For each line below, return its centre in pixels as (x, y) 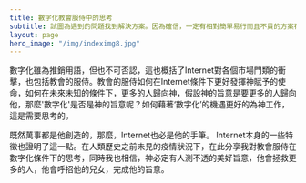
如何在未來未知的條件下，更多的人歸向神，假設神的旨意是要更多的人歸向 (161, 93)
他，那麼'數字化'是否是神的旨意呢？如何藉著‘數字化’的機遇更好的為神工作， (149, 105)
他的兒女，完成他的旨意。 (121, 169)
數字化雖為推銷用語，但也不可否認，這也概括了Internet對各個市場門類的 (144, 70)
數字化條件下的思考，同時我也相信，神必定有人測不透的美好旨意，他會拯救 (149, 158)
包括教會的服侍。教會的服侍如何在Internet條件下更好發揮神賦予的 (156, 82)
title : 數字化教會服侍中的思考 (61, 18)
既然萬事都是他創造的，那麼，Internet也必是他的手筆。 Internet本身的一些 (148, 135)
